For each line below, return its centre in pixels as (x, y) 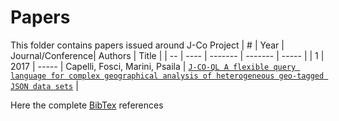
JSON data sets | (44, 85)
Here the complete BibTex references (87, 105)
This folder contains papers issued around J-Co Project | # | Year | (147, 45)
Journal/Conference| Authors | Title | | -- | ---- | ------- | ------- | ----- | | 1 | (167, 55)
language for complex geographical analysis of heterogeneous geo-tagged (167, 76)
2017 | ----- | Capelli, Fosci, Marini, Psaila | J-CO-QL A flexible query (153, 66)
